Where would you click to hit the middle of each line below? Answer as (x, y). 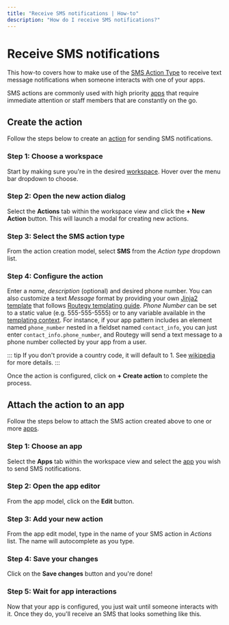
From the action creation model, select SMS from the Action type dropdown (114, 252)
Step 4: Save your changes (53, 559)
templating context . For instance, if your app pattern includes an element (110, 320)
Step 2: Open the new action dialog (66, 196)
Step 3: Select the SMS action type (66, 236)
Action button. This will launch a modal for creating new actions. (98, 218)
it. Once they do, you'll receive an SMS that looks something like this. (104, 613)
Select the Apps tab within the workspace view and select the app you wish (114, 461)
